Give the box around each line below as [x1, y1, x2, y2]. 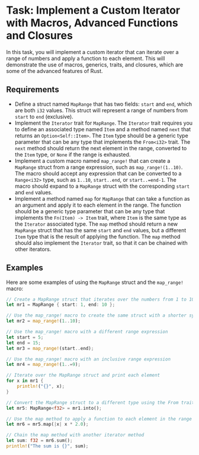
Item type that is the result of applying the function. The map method [14, 233, 181, 240]
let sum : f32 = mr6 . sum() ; [6, 438, 73, 444]
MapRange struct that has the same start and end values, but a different [14, 226, 187, 233]
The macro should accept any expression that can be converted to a [14, 170, 182, 177]
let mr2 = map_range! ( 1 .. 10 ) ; [6, 318, 81, 324]
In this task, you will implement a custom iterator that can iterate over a [6, 48, 179, 55]
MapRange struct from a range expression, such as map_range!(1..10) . [14, 163, 183, 170]
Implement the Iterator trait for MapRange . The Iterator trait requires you [14, 119, 193, 127]
